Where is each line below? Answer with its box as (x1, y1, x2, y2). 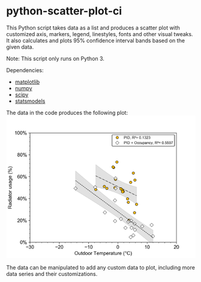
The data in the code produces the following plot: (6, 109, 128, 116)
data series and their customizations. (6, 270, 98, 277)
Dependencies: (6, 66, 44, 73)
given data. (6, 43, 34, 51)
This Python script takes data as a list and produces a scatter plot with (6, 24, 180, 31)
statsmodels (14, 97, 46, 105)
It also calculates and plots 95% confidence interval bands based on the (6, 37, 185, 44)
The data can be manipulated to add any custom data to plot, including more (6, 263, 195, 271)
